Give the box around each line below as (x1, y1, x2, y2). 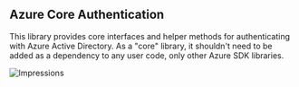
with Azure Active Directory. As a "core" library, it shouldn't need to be (9, 40, 273, 51)
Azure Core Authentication (9, 7, 165, 22)
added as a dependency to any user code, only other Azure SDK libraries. (9, 49, 285, 61)
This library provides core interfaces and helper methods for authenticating (9, 30, 291, 41)
